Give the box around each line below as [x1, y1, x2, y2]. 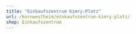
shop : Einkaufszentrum [6, 19, 62, 25]
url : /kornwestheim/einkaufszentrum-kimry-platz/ [6, 14, 131, 20]
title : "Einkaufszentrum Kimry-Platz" [6, 8, 101, 14]
